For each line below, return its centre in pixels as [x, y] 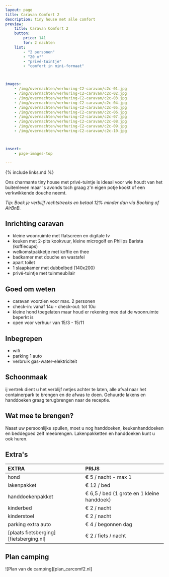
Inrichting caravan [34, 223]
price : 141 [35, 38]
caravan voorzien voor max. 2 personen [54, 301]
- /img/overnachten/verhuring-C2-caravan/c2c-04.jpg [71, 103]
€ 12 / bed [98, 485]
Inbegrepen [24, 338]
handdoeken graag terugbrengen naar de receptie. [58, 400]
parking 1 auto [27, 356]
